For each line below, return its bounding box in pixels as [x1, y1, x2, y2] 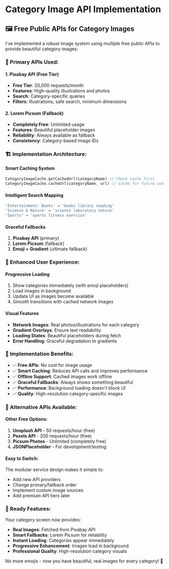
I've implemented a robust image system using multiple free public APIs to [5, 41, 160, 46]
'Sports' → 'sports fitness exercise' [5, 213, 87, 218]
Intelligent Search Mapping [5, 192, 64, 198]
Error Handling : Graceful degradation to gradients [12, 338, 117, 344]
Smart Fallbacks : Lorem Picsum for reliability [12, 532, 107, 538]
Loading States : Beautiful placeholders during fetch [12, 332, 121, 338]
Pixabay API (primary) [12, 235, 59, 241]
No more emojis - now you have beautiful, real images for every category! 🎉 [5, 558, 163, 564]
